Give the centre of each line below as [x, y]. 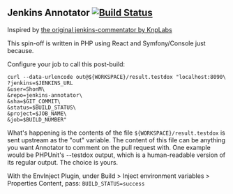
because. [21, 50]
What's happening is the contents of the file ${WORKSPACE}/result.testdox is [116, 133]
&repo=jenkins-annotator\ [45, 95]
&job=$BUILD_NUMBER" [37, 119]
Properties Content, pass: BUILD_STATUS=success [76, 183]
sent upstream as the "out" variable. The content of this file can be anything [116, 140]
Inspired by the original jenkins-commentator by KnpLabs [90, 29]
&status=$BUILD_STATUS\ [42, 107]
